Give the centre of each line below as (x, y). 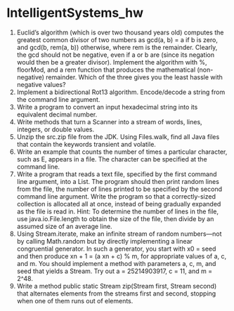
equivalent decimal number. (57, 114)
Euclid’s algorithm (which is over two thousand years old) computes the (120, 32)
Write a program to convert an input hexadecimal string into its (107, 107)
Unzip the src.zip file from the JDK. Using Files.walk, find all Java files (118, 137)
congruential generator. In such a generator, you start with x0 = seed (116, 249)
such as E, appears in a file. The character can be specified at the (112, 159)
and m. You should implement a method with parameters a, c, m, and (116, 263)
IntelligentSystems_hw (75, 13)
